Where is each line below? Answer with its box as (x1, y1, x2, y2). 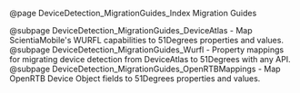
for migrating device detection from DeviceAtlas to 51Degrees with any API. (9, 54, 291, 64)
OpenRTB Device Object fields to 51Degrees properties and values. (9, 73, 261, 84)
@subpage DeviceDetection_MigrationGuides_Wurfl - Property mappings (9, 44, 285, 55)
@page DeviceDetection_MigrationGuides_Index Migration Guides (9, 8, 257, 18)
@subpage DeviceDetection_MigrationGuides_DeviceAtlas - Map (9, 25, 253, 35)
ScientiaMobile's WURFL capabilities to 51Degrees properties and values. (9, 35, 285, 45)
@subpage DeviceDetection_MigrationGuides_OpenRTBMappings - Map (9, 63, 281, 74)
